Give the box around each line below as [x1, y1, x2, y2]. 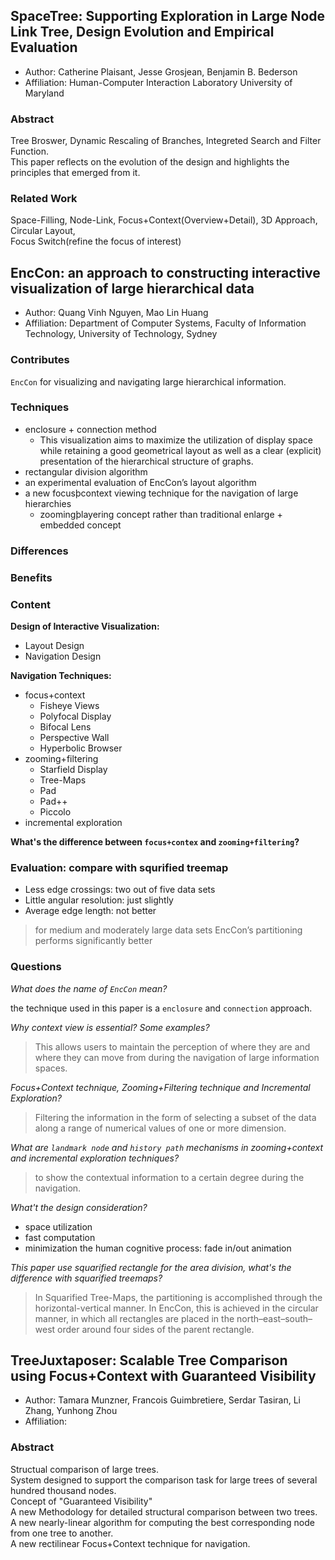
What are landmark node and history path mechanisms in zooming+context [10, 1141, 324, 1153]
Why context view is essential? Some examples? [10, 1021, 210, 1033]
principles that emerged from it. [10, 167, 141, 179]
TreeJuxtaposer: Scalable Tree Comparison [10, 1352, 288, 1369]
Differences [10, 544, 69, 558]
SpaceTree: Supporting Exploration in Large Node [10, 8, 326, 25]
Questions [10, 960, 62, 974]
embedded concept [39, 519, 122, 531]
